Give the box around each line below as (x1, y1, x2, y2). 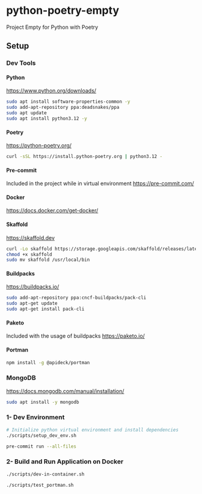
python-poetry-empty (6, 4, 119, 17)
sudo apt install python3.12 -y (6, 115, 87, 122)
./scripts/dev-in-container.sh (6, 471, 85, 477)
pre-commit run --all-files (6, 443, 77, 450)
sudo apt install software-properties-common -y (6, 99, 130, 105)
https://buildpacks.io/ (6, 283, 60, 290)
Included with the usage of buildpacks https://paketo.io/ (6, 332, 145, 340)
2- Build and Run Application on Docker (6, 457, 124, 466)
